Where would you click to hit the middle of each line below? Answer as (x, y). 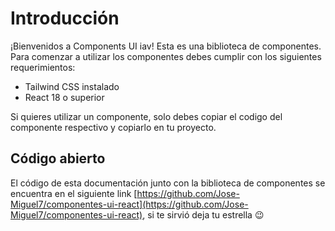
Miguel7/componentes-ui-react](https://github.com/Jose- (129, 204)
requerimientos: (43, 67)
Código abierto (58, 158)
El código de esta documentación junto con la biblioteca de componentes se (168, 183)
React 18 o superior (64, 97)
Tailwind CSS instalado (72, 86)
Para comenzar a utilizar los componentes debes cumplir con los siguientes (166, 56)
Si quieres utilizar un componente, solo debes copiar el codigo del (146, 116)
